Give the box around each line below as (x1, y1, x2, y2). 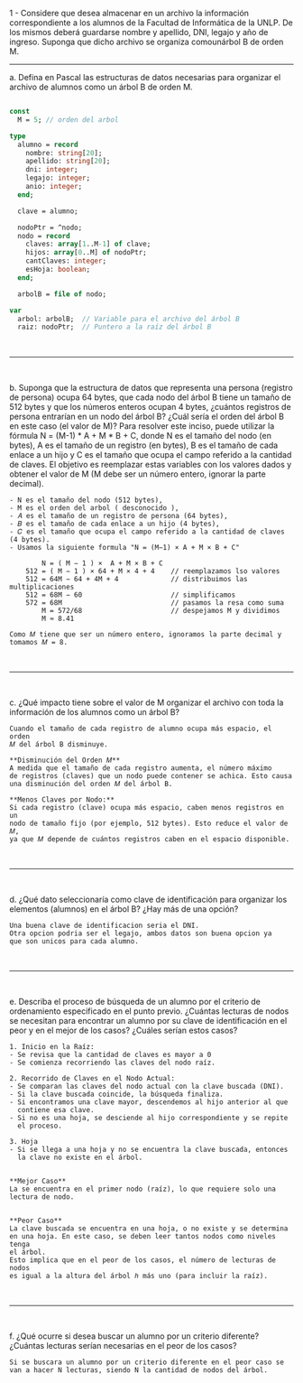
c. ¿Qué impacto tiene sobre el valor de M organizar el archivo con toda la (9, 697, 284, 708)
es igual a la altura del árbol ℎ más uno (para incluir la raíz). (9, 1272, 269, 1281)
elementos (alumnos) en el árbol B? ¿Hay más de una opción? (9, 904, 239, 914)
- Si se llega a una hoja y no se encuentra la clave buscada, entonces (9, 1146, 289, 1155)
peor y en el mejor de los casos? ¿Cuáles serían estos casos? (9, 1025, 238, 1036)
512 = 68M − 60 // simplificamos (25, 590, 236, 599)
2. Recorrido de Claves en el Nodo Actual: (9, 1074, 176, 1083)
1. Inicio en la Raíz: (9, 1043, 95, 1052)
